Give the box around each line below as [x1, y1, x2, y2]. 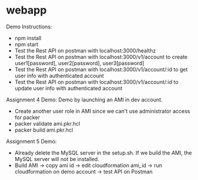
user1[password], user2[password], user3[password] [14, 60, 144, 67]
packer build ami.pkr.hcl [14, 126, 74, 133]
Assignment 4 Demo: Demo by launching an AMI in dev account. [6, 96, 163, 103]
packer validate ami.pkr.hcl [14, 120, 81, 127]
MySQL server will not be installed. [14, 155, 100, 162]
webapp [6, 4, 47, 17]
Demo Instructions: [6, 23, 52, 30]
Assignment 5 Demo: [6, 138, 57, 145]
